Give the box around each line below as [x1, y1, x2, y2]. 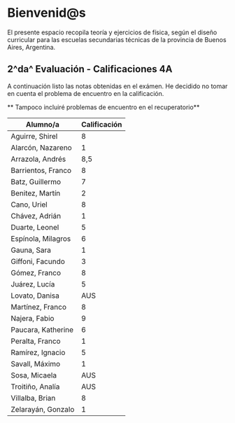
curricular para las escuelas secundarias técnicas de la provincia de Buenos [7, 35, 227, 43]
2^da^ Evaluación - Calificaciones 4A [7, 63, 173, 75]
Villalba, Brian [10, 393, 56, 403]
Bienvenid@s [7, 5, 86, 21]
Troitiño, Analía [10, 382, 60, 391]
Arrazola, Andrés [10, 154, 66, 164]
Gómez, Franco [10, 268, 62, 277]
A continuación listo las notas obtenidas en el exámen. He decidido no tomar [7, 82, 228, 90]
